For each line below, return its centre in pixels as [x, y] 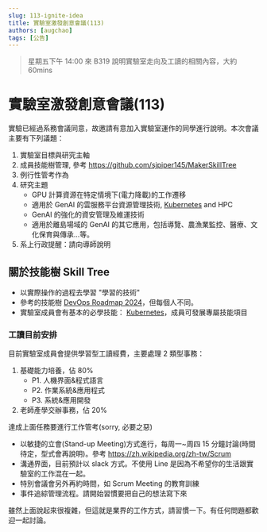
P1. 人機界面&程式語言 [68, 380]
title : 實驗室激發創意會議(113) [56, 23]
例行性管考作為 [44, 175]
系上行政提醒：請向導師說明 [65, 245]
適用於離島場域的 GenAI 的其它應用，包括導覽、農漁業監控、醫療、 [141, 225]
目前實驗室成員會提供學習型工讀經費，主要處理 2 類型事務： [106, 353]
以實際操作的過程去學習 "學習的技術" [80, 292]
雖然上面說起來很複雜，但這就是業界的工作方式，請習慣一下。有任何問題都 [130, 511]
